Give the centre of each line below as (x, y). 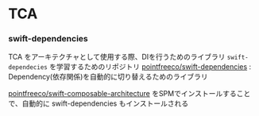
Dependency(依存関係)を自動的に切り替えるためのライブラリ (108, 77)
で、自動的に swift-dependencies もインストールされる (99, 103)
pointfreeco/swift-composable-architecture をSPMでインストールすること (129, 94)
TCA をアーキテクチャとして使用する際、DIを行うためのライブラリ (117, 57)
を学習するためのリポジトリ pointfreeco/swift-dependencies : (150, 67)
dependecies (28, 68)
